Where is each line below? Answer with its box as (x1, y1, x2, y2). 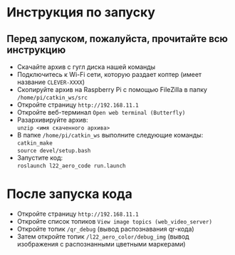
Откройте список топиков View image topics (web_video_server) (16, 217, 213, 225)
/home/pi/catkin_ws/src (16, 94, 88, 101)
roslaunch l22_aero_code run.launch (16, 162, 126, 170)
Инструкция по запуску (6, 4, 156, 21)
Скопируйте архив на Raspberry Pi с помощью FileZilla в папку (16, 85, 208, 93)
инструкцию (6, 43, 66, 56)
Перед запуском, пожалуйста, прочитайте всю (6, 33, 229, 45)
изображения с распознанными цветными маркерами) (16, 239, 186, 248)
